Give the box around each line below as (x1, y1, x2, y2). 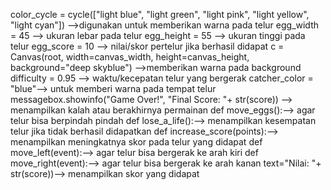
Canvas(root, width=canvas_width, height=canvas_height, (10, 51, 250, 63)
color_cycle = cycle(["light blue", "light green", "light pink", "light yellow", (10, 9, 310, 20)
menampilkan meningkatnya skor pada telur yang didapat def (10, 136, 263, 148)
